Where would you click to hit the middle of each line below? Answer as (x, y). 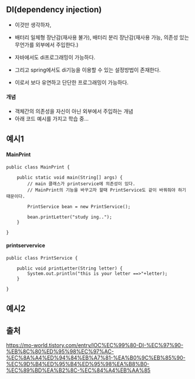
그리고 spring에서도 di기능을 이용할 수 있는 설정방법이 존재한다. (88, 70)
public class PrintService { (42, 258)
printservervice (26, 245)
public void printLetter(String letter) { (70, 268)
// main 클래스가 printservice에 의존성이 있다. (82, 184)
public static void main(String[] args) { (70, 177)
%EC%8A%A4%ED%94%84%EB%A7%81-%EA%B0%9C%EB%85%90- (96, 358)
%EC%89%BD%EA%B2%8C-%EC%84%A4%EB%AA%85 (78, 370)
